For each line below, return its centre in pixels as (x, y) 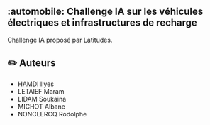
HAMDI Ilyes (36, 84)
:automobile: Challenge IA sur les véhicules (105, 12)
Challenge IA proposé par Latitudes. (60, 40)
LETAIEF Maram (41, 91)
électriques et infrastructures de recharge (102, 23)
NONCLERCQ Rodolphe (52, 114)
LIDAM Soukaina (42, 99)
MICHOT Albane (42, 107)
